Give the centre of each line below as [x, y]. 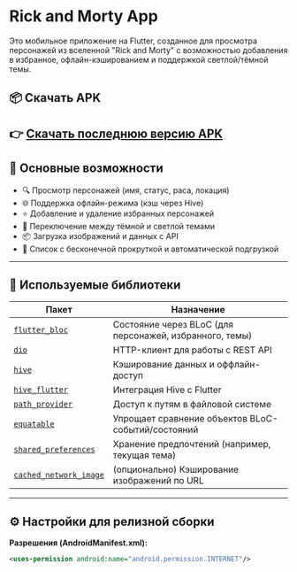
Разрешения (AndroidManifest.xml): [79, 543]
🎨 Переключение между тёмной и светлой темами [118, 226]
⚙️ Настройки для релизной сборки [112, 521]
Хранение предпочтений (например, [192, 444]
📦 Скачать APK [55, 98]
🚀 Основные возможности [86, 169]
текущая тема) [145, 455]
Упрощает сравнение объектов [180, 419]
